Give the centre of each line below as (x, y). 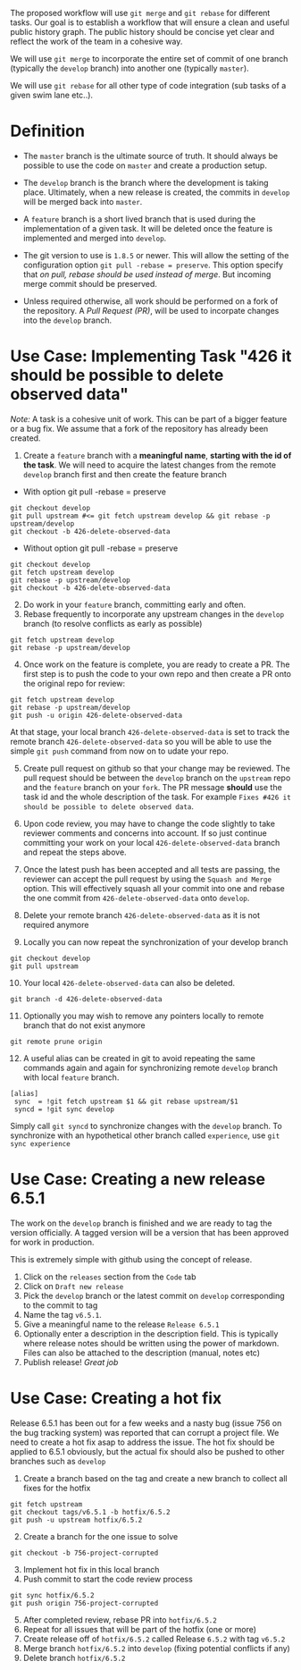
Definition (48, 131)
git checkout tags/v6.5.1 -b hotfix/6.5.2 (90, 1512)
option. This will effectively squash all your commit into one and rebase (154, 888)
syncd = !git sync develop (64, 1109)
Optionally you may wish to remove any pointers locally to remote (143, 1016)
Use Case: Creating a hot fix (116, 1398)
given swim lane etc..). (51, 95)
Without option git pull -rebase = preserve (100, 548)
